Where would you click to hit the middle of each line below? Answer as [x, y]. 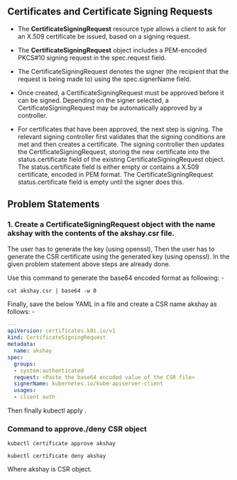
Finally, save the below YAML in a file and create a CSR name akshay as [112, 304]
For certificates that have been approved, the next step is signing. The [120, 129]
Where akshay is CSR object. [50, 469]
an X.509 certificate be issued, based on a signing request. [104, 36]
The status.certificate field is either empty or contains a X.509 [108, 167]
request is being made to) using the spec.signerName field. [104, 79]
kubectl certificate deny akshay [57, 456]
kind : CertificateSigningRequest [57, 338]
